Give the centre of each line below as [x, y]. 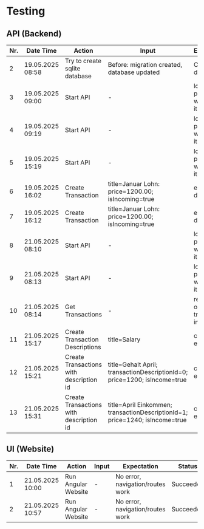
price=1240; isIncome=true [147, 420]
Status [188, 466]
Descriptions [83, 347]
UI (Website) [30, 449]
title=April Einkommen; [140, 405]
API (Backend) [34, 34]
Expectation [141, 466]
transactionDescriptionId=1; [148, 412]
